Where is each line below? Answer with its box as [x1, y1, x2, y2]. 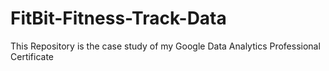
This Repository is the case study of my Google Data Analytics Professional [10, 40, 321, 52]
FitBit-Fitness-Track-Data [10, 7, 227, 30]
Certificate [10, 50, 55, 62]
